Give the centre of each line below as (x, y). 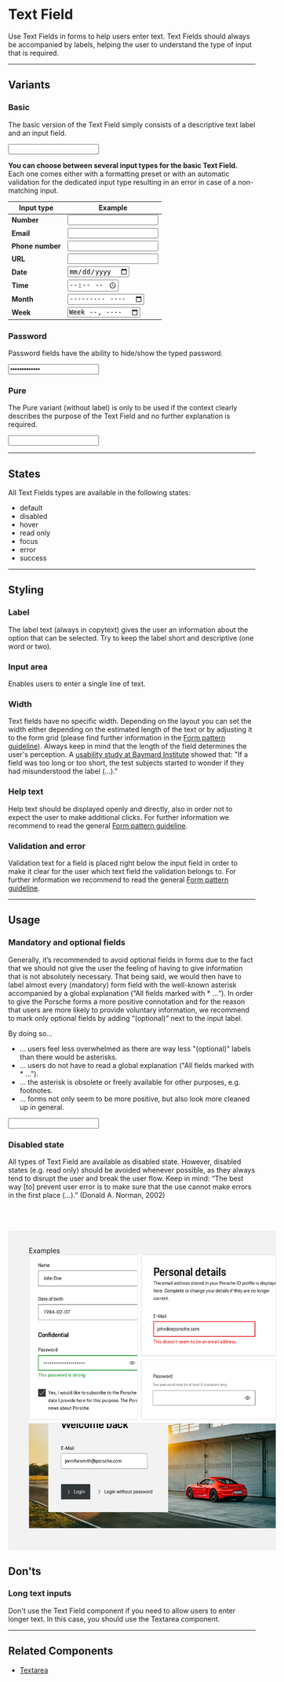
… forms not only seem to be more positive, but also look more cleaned (135, 1099)
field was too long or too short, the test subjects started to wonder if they (126, 763)
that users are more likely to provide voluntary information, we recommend (129, 1010)
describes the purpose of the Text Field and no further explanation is (119, 416)
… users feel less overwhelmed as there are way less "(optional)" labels (135, 1048)
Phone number (36, 246)
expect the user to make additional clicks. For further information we (119, 817)
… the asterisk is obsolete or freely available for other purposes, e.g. (130, 1082)
